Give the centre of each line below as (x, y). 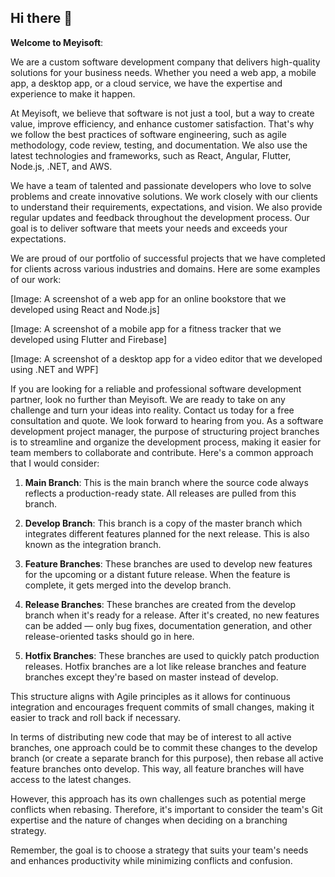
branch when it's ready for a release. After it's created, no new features (172, 615)
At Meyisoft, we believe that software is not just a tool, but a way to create (162, 113)
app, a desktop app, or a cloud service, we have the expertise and (146, 83)
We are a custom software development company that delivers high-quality (165, 62)
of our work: (36, 279)
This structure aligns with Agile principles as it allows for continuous (150, 696)
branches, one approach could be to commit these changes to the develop (164, 747)
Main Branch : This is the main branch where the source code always (166, 482)
